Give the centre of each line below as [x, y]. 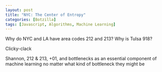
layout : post [19, 10]
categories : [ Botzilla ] [31, 19]
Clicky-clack [18, 49]
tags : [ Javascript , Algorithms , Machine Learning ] [60, 24]
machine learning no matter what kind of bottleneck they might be [75, 64]
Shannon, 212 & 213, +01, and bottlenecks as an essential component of [81, 59]
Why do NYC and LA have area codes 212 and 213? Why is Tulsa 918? [79, 39]
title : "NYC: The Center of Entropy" [46, 15]
